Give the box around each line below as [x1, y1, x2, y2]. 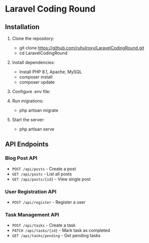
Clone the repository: [12, 35, 55, 41]
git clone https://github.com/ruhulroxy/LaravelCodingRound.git [19, 45, 144, 50]
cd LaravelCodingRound [19, 50, 68, 56]
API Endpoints [5, 140, 49, 148]
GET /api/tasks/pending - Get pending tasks [12, 233, 101, 239]
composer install [19, 74, 53, 80]
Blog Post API [5, 155, 38, 162]
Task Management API [5, 211, 60, 218]
